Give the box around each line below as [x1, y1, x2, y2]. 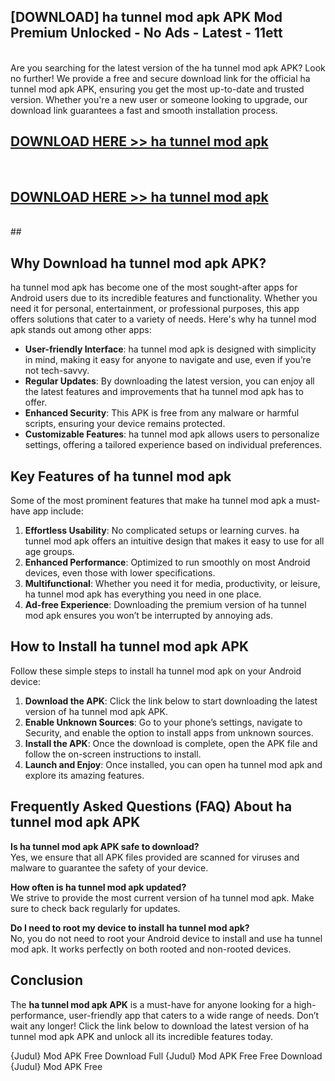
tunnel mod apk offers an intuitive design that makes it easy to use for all [24, 535, 325, 547]
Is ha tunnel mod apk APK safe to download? [10, 840, 200, 852]
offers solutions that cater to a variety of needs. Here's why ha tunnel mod [10, 313, 317, 325]
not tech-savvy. [24, 365, 90, 377]
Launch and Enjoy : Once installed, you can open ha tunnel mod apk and [24, 758, 323, 770]
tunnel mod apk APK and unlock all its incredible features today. [10, 1030, 273, 1042]
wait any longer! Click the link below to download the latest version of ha [10, 1020, 310, 1032]
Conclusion [10, 972, 84, 989]
